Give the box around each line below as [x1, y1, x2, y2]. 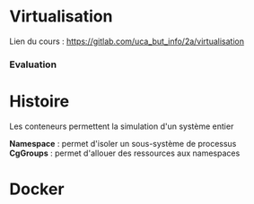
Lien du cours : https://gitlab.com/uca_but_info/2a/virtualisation [9, 36, 245, 47]
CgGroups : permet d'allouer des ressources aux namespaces [9, 148, 241, 158]
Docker [9, 179, 65, 199]
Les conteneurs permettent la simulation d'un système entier [9, 121, 234, 132]
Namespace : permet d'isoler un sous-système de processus [9, 138, 237, 149]
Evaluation [9, 58, 57, 71]
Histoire [9, 91, 70, 112]
